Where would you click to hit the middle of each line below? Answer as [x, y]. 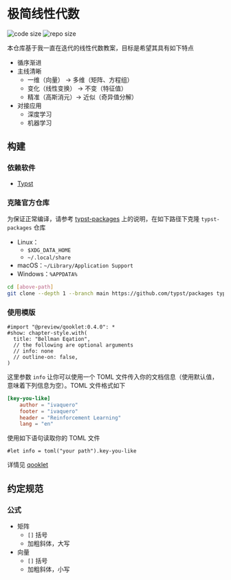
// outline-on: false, [46, 357]
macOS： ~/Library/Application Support [75, 265]
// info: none [33, 351]
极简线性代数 [44, 14]
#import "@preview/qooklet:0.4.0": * [61, 327]
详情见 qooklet [28, 465]
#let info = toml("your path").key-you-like [72, 451]
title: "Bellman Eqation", [52, 339]
